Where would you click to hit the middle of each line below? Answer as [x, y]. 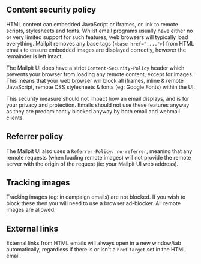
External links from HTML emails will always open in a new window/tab [94, 243]
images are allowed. [31, 210]
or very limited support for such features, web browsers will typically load [97, 37]
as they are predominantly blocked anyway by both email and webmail [93, 111]
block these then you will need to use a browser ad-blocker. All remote [94, 203]
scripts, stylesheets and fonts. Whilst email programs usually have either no [100, 31]
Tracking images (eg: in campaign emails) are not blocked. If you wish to [96, 197]
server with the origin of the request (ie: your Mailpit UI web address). [92, 164]
